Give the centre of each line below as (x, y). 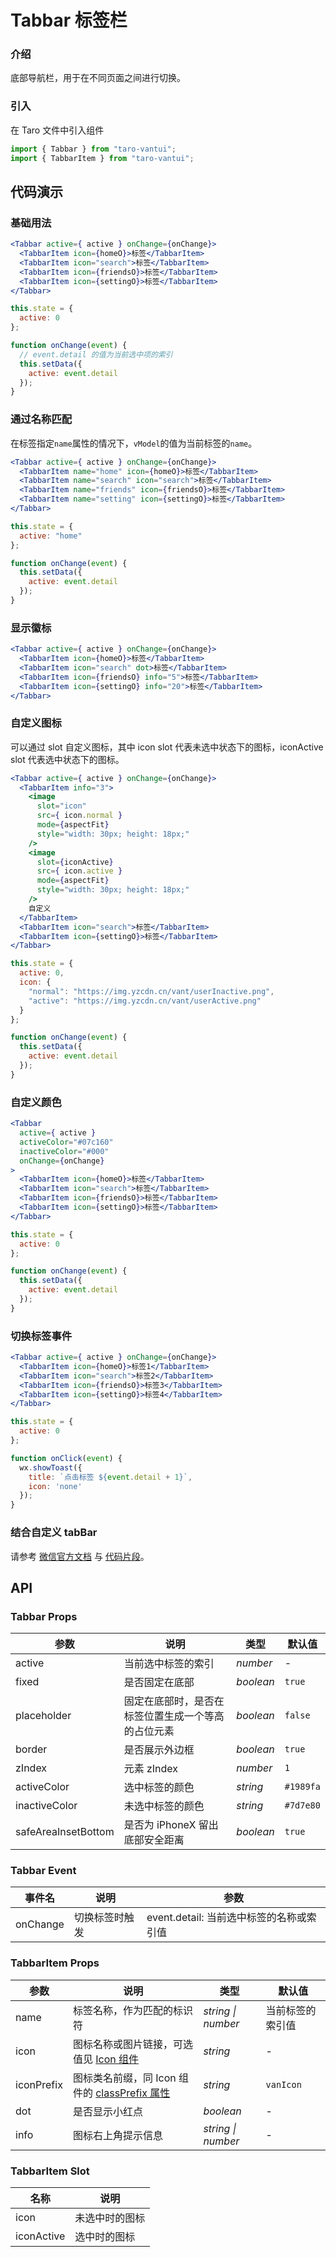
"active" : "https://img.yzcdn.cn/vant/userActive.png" (145, 1001)
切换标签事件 (41, 1336)
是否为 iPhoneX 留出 (171, 1825)
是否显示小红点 (107, 2111)
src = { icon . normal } (79, 816)
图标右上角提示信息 (117, 2135)
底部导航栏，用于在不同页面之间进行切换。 (98, 78)
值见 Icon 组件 (106, 2059)
